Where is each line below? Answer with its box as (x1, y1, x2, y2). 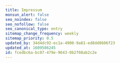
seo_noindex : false (5, 17, 47, 22)
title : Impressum (5, 7, 42, 13)
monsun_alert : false (5, 12, 50, 17)
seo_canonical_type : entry (5, 26, 63, 31)
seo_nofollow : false (5, 21, 50, 27)
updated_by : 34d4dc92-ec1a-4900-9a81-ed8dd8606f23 (5, 41, 115, 46)
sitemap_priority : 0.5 (5, 36, 54, 41)
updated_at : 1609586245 (5, 45, 56, 50)
